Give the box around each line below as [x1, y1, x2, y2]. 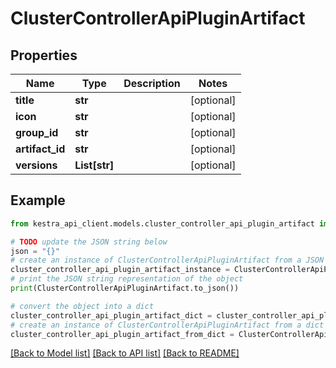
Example [10, 192, 66, 209]
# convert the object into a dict [10, 301, 155, 311]
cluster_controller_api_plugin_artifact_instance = [10, 265, 230, 275]
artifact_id [15, 142, 66, 156]
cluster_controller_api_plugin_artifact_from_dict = [10, 329, 235, 339]
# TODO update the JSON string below [10, 237, 168, 247]
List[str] [74, 158, 115, 172]
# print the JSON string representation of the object [10, 274, 244, 284]
